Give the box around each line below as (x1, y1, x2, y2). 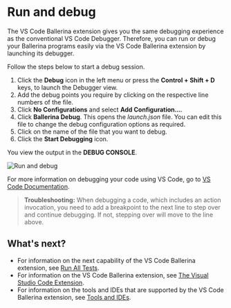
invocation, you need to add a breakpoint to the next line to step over (24, 203, 221, 211)
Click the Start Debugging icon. (17, 134, 109, 143)
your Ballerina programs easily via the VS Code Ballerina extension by (7, 42, 206, 50)
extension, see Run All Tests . (17, 264, 100, 272)
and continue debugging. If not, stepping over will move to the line (24, 210, 213, 219)
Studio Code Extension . (17, 278, 84, 287)
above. (24, 217, 44, 226)
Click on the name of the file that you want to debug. (17, 127, 167, 136)
